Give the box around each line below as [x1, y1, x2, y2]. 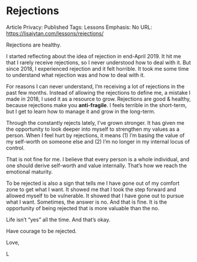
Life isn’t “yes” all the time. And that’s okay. [6, 216, 111, 223]
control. [6, 144, 25, 151]
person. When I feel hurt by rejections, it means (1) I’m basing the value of [6, 131, 185, 139]
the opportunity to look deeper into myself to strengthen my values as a [6, 125, 180, 132]
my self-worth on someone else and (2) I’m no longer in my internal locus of [6, 138, 190, 145]
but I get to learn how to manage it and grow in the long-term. [6, 108, 156, 115]
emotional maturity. [6, 168, 53, 175]
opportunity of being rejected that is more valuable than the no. [6, 204, 160, 211]
